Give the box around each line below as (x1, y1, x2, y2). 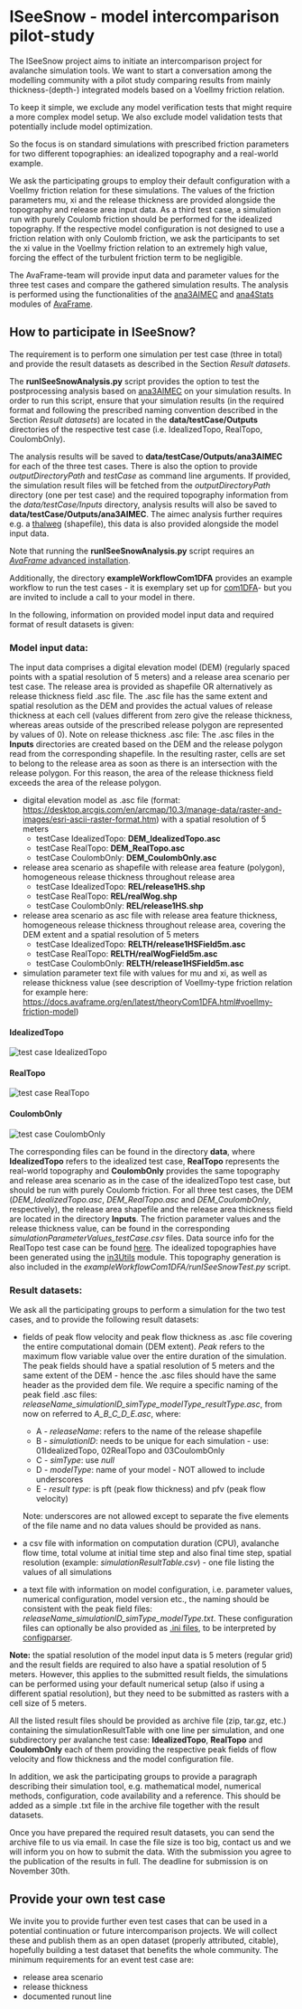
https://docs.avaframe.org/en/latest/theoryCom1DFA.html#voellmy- (22, 996, 273, 1007)
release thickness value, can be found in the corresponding (9, 1222, 230, 1233)
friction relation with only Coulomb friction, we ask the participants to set (9, 232, 280, 243)
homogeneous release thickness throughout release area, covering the (22, 920, 287, 930)
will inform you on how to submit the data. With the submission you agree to (9, 1846, 292, 1857)
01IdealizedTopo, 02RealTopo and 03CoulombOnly (35, 1445, 225, 1456)
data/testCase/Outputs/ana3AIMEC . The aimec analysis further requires (9, 508, 283, 519)
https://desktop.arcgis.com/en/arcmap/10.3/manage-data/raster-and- (22, 805, 282, 816)
